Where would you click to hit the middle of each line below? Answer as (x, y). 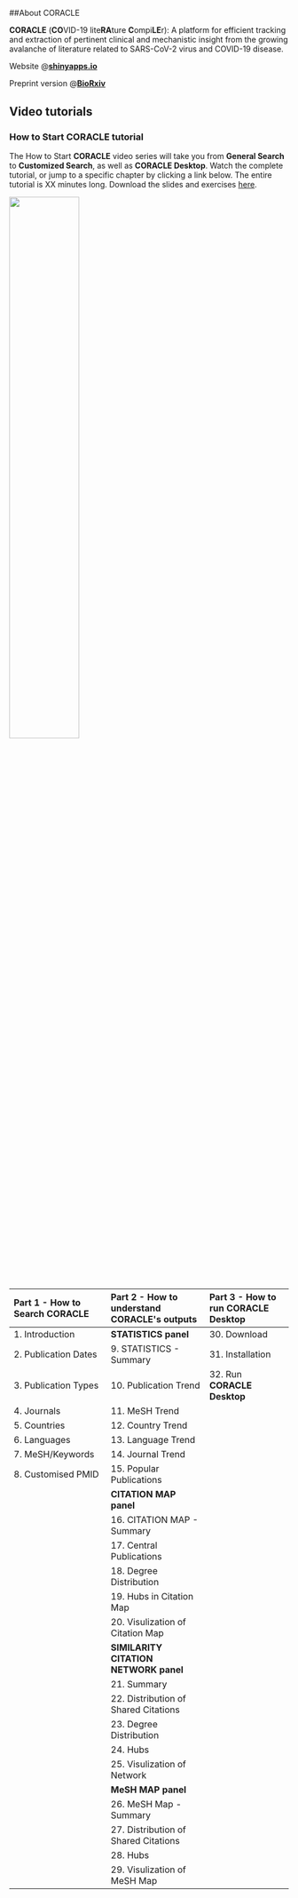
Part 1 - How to (47, 1303)
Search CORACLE (51, 1313)
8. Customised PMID (56, 1474)
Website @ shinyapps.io (53, 67)
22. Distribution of (148, 1698)
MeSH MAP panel (149, 1790)
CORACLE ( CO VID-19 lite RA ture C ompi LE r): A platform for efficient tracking (148, 30)
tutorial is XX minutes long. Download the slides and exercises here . (133, 184)
